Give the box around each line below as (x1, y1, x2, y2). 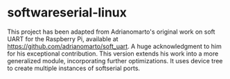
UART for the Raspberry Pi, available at (7, 34, 119, 43)
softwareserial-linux (7, 5, 127, 21)
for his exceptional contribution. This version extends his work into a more (7, 49, 219, 58)
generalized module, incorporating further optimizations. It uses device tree (7, 56, 223, 65)
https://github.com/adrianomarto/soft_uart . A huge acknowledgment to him (7, 42, 222, 50)
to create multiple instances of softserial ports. (7, 64, 141, 72)
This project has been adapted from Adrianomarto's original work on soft (7, 27, 215, 36)
